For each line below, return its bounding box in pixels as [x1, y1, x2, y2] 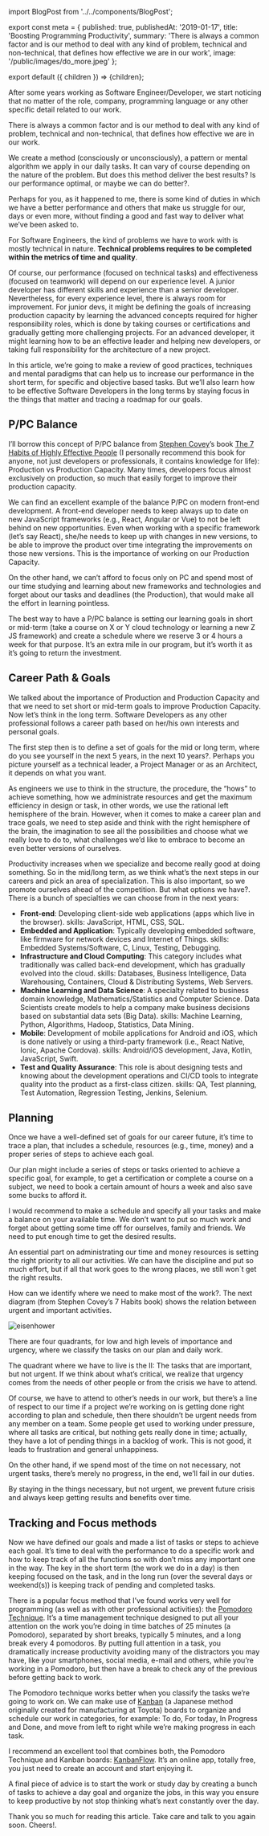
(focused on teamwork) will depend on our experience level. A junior [8, 276, 235, 286]
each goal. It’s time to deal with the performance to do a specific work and [8, 1546, 255, 1556]
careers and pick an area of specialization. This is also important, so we [8, 876, 246, 885]
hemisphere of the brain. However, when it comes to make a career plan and [8, 809, 261, 819]
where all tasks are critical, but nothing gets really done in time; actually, [8, 1428, 247, 1437]
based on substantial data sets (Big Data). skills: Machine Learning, [19, 1011, 243, 1020]
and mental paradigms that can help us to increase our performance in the [8, 369, 255, 378]
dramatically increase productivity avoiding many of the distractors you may [8, 1647, 260, 1657]
